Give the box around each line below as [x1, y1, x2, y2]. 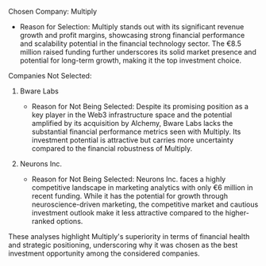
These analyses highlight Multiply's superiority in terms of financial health [8, 232, 250, 241]
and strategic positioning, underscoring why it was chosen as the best [8, 241, 238, 249]
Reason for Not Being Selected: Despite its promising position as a [31, 102, 249, 111]
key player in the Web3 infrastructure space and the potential [31, 110, 233, 120]
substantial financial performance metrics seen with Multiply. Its [31, 127, 241, 136]
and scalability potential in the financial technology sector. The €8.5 [19, 39, 242, 48]
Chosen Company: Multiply [8, 7, 98, 16]
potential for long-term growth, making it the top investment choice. [19, 55, 242, 65]
